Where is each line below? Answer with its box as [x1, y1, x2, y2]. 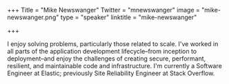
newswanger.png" [7, 13, 59, 21]
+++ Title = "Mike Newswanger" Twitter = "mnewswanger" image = [7, 6, 200, 14]
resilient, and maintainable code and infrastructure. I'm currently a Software [7, 62, 222, 70]
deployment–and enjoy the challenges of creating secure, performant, [7, 54, 206, 63]
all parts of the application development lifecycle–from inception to [7, 48, 197, 55]
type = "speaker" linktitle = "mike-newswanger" [60, 13, 197, 21]
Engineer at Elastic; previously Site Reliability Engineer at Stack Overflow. [7, 69, 215, 77]
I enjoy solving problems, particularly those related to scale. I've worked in [7, 40, 219, 48]
